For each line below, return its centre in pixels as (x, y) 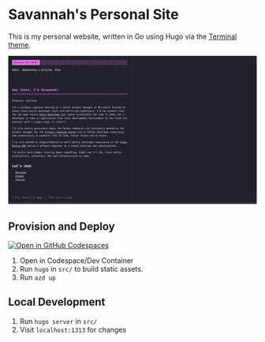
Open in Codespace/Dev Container (77, 260)
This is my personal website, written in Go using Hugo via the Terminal (123, 36)
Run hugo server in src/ (58, 321)
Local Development (57, 302)
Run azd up (38, 277)
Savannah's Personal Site (93, 15)
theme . (20, 44)
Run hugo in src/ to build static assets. (81, 269)
